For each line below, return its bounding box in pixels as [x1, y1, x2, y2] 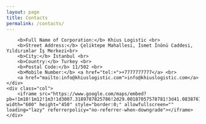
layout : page [6, 9, 40, 15]
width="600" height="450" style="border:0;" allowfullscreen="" [6, 102, 174, 108]
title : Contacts [6, 15, 48, 21]
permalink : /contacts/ [6, 20, 64, 26]
